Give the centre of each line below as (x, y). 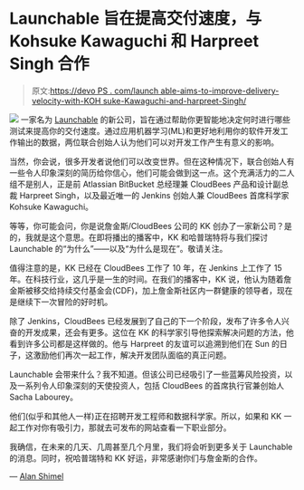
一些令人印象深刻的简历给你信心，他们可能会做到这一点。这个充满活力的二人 (152, 172)
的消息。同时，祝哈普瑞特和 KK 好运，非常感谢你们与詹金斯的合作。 (136, 457)
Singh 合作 (50, 64)
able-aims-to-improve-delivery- (220, 91)
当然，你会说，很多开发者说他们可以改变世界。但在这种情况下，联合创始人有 (152, 161)
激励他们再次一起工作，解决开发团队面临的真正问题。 (132, 355)
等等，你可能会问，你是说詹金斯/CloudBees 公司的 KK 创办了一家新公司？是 (151, 226)
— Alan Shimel (37, 476)
